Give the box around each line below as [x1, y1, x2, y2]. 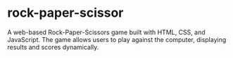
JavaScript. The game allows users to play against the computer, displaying [7, 35, 227, 43]
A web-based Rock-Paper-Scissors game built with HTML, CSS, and [7, 28, 206, 36]
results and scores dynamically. [7, 43, 99, 51]
